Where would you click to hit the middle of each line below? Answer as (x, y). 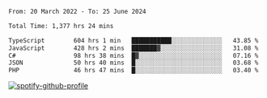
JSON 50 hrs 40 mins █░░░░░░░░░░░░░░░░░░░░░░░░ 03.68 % (133, 63)
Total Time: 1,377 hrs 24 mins (61, 26)
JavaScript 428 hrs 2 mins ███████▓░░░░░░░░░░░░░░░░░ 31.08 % (133, 48)
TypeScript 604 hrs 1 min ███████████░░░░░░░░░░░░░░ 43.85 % (133, 40)
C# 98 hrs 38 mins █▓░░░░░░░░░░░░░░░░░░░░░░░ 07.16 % (133, 55)
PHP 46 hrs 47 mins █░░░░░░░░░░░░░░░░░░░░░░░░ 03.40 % (133, 71)
